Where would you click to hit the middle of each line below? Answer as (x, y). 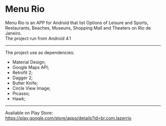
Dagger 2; (22, 78)
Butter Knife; (25, 83)
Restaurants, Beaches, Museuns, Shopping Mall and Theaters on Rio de (78, 28)
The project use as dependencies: (40, 52)
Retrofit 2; (22, 72)
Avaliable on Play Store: (29, 113)
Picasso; (21, 93)
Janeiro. (14, 33)
